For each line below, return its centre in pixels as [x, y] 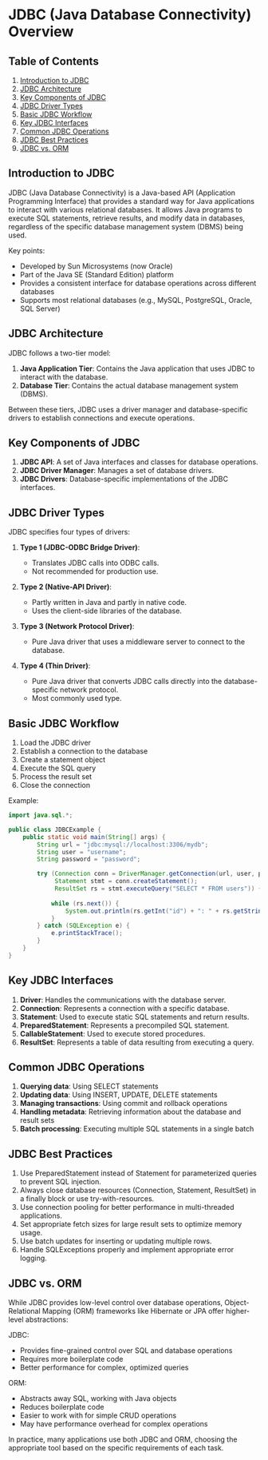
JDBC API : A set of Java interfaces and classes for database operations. [139, 462]
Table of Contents [54, 61]
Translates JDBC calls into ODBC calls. [95, 563]
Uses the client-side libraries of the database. [106, 611]
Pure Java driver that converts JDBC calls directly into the [127, 682]
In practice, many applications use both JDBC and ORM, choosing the [123, 1439]
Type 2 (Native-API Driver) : [65, 587]
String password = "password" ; [89, 859]
